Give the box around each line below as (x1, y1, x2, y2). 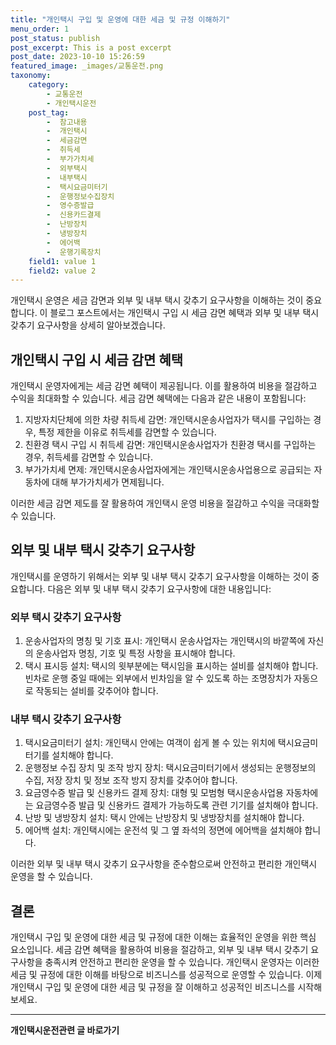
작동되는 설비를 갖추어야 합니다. (35, 685, 159, 697)
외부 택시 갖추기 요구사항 (10, 610, 122, 624)
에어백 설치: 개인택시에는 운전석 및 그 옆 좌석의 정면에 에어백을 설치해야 (24, 824, 303, 836)
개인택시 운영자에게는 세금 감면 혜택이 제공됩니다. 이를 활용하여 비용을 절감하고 (10, 380, 318, 392)
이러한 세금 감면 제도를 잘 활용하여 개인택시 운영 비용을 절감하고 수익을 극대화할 (10, 497, 320, 510)
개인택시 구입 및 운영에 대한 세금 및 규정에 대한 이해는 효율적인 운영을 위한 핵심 (10, 931, 317, 943)
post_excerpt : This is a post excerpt (10, 42, 172, 53)
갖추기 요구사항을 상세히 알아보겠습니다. (10, 319, 166, 331)
